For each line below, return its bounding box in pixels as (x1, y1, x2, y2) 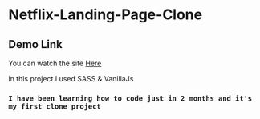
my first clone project (8, 101, 102, 111)
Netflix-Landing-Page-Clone (8, 6, 203, 24)
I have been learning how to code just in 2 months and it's (8, 93, 253, 103)
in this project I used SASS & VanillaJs (8, 74, 134, 83)
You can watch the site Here (8, 58, 102, 68)
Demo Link (8, 38, 63, 51)
